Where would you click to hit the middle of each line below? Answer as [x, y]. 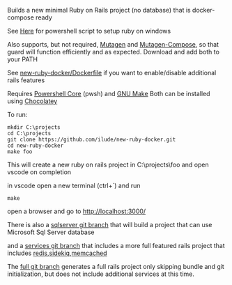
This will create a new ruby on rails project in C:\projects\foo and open [108, 164]
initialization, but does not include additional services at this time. [101, 274]
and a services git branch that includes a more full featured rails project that [116, 246]
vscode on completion [39, 172]
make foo [20, 152]
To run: [17, 115]
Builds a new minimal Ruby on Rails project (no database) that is [99, 10]
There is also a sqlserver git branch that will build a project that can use [110, 225]
